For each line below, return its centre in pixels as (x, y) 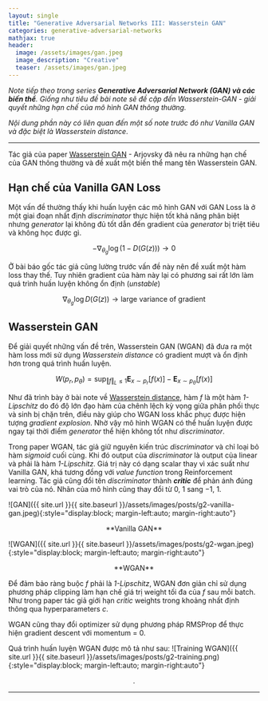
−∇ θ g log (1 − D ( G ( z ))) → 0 (134, 249)
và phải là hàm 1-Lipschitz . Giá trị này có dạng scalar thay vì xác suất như (129, 463)
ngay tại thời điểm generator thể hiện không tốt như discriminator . (116, 431)
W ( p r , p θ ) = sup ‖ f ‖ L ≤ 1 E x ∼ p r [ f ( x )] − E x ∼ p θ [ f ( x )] (134, 380)
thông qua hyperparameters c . (59, 608)
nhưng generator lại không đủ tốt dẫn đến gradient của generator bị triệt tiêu (134, 224)
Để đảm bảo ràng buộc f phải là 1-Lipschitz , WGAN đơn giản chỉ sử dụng (128, 583)
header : (21, 46)
